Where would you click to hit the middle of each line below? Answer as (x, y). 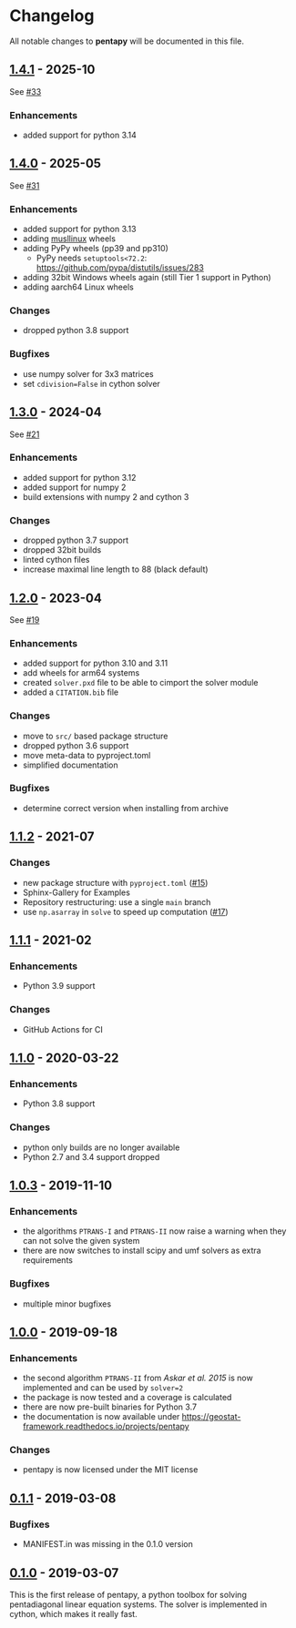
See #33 (26, 91)
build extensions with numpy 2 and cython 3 (106, 496)
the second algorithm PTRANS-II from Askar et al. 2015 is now (138, 1378)
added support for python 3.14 (79, 135)
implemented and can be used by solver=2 (103, 1388)
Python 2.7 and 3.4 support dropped (91, 1156)
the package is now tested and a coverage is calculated (127, 1398)
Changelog (52, 16)
